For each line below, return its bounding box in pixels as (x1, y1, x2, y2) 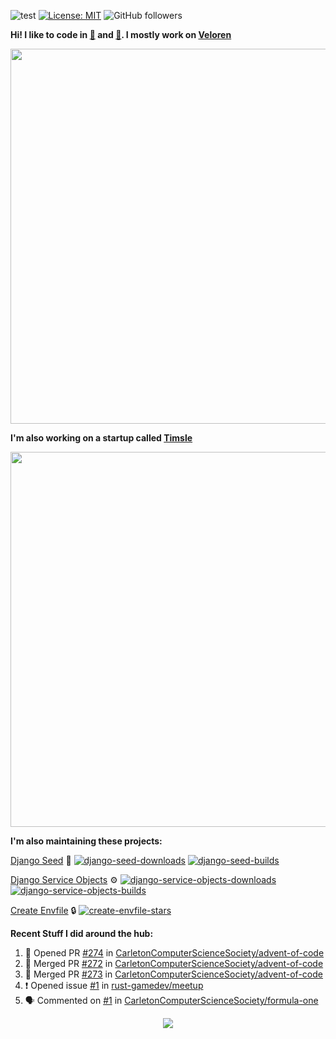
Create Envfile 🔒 (10, 905, 77, 916)
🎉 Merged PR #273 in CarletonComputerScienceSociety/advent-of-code (24, 968, 323, 980)
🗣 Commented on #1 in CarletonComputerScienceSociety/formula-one (24, 995, 319, 1006)
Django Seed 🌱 (10, 855, 72, 866)
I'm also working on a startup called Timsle (10, 432, 193, 444)
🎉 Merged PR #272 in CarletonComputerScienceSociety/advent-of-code (24, 958, 324, 969)
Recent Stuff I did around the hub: (10, 928, 154, 939)
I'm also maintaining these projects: (10, 835, 163, 847)
